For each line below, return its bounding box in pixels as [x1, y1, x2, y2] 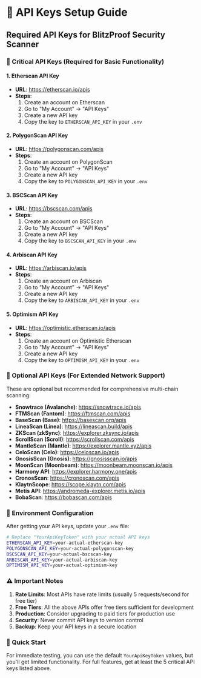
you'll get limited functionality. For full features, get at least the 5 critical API [6, 658, 195, 665]
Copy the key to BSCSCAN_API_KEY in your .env [24, 237, 137, 244]
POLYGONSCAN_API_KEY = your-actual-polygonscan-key [6, 545, 134, 551]
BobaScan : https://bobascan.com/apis [15, 494, 112, 501]
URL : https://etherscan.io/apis [15, 86, 90, 93]
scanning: [6, 391, 31, 399]
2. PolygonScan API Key [6, 132, 68, 139]
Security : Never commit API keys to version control [15, 616, 143, 623]
